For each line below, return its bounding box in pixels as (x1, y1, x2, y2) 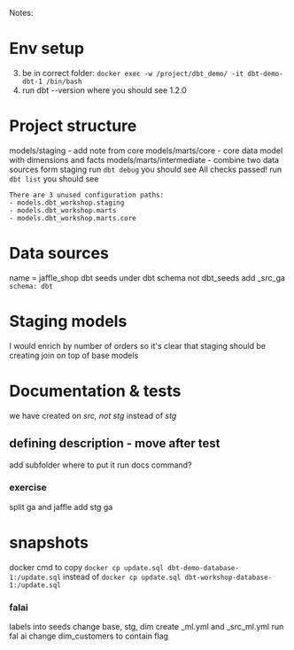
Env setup (9, 39, 85, 58)
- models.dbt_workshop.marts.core (9, 213, 137, 222)
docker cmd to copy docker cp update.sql (9, 561, 164, 572)
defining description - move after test (9, 436, 220, 451)
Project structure (9, 116, 137, 136)
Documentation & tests (9, 381, 182, 401)
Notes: (9, 8, 34, 18)
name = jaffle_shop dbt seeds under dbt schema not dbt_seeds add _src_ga (9, 272, 286, 282)
